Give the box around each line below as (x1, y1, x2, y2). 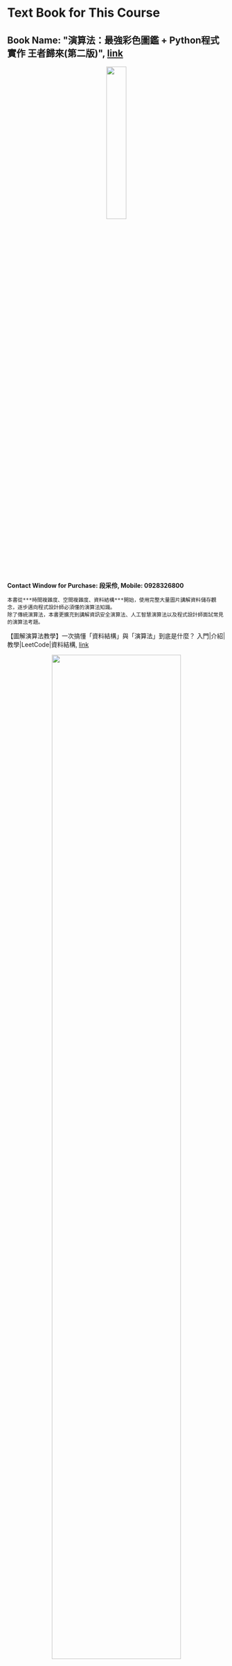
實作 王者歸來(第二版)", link (7, 47, 123, 59)
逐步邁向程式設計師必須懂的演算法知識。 (17, 604, 116, 611)
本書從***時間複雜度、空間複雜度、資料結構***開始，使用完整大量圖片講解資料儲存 (7, 596, 212, 603)
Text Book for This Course (7, 5, 161, 21)
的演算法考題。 (7, 619, 44, 626)
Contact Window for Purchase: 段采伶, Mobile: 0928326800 (7, 582, 184, 589)
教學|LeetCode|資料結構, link (7, 641, 89, 648)
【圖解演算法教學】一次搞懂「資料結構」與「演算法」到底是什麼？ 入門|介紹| (7, 632, 226, 640)
